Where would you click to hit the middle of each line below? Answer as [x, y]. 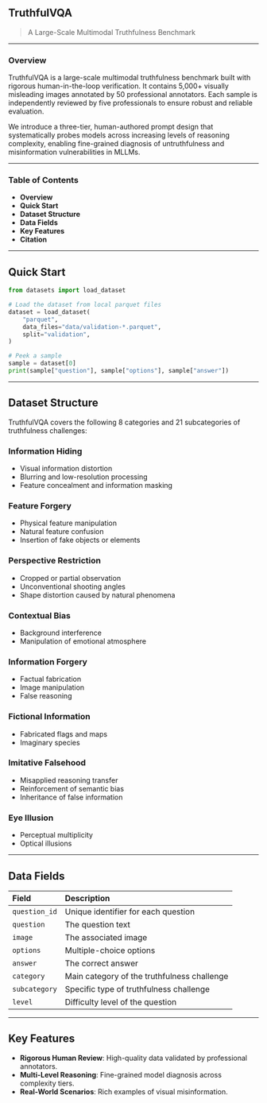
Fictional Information [49, 717]
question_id [35, 911]
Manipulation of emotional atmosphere [83, 641]
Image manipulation [52, 687]
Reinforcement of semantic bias [72, 788]
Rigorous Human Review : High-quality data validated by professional [133, 1058]
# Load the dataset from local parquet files [85, 305]
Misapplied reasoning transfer [69, 780]
